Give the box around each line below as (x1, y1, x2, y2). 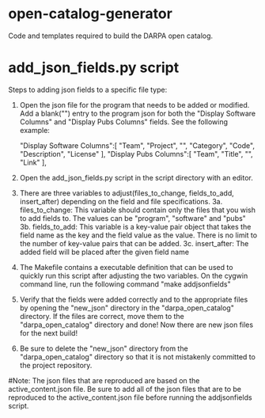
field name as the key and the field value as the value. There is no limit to (19, 230, 258, 240)
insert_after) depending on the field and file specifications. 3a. (19, 196, 223, 206)
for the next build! (19, 328, 78, 337)
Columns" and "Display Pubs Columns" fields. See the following (19, 116, 228, 127)
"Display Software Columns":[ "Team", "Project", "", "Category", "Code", (19, 140, 256, 150)
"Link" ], (19, 158, 47, 167)
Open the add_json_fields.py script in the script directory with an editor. (19, 173, 253, 182)
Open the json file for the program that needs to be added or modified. (19, 100, 250, 109)
